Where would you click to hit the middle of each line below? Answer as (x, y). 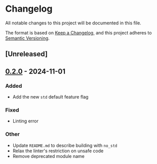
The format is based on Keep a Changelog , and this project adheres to (78, 32)
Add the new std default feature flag (50, 97)
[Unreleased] (27, 54)
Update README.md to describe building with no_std (65, 145)
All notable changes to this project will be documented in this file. (73, 23)
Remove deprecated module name (49, 156)
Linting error (26, 121)
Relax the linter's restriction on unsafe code (58, 151)
